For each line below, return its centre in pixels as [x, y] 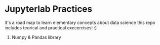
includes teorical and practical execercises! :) [51, 27]
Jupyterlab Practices [48, 9]
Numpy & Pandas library [36, 37]
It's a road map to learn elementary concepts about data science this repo [80, 22]
